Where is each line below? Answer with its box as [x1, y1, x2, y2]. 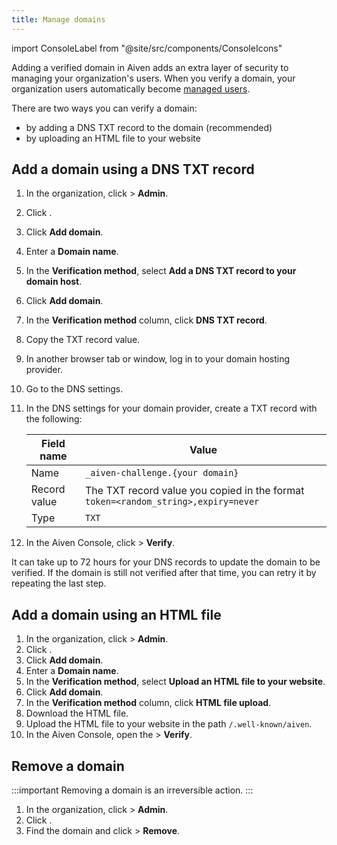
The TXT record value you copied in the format [85, 484, 305, 498]
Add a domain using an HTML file [11, 606, 222, 623]
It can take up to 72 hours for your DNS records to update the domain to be [11, 556, 321, 568]
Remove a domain [11, 757, 125, 775]
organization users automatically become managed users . [11, 82, 251, 95]
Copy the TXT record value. [25, 334, 141, 346]
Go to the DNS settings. [25, 383, 124, 395]
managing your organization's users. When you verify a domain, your [11, 72, 296, 84]
